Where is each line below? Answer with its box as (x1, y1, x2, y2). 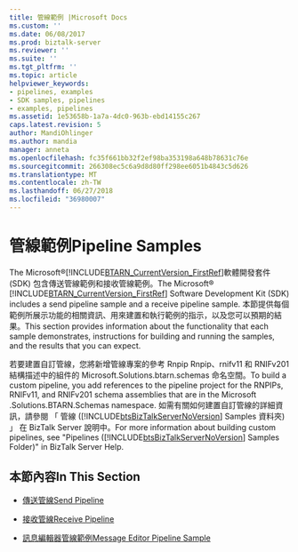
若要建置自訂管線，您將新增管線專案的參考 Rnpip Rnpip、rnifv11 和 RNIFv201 (9, 358, 290, 369)
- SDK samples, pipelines (9, 95, 105, 105)
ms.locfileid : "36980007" (9, 195, 105, 204)
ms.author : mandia (9, 137, 77, 146)
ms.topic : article (9, 71, 77, 80)
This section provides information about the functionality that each (25, 321, 270, 332)
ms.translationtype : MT (9, 170, 98, 179)
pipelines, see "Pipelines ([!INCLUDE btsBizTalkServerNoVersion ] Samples (9, 432, 280, 443)
